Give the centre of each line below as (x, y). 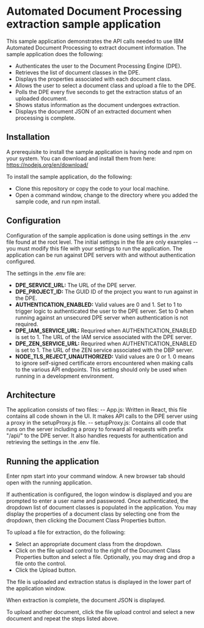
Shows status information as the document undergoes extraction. (97, 104)
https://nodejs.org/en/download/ (47, 165)
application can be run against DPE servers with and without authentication (101, 255)
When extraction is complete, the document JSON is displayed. (86, 601)
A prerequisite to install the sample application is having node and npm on (99, 152)
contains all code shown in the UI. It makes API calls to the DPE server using (102, 416)
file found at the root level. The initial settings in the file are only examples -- (102, 242)
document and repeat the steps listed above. (63, 619)
